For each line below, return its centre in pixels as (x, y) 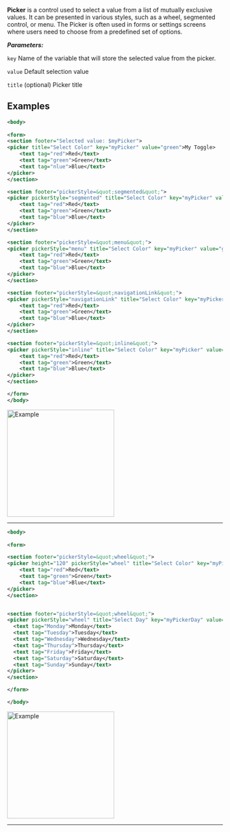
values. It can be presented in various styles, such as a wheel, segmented (111, 17)
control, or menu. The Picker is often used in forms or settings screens (107, 24)
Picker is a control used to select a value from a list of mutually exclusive (110, 10)
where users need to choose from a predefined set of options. (95, 31)
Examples (28, 106)
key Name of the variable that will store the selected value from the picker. (112, 58)
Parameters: (25, 45)
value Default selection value (48, 72)
